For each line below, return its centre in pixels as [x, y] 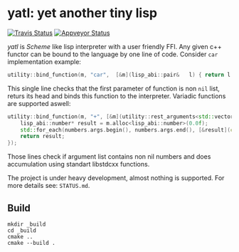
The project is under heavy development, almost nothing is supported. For [116, 178]
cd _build [22, 231]
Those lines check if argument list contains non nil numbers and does [109, 157]
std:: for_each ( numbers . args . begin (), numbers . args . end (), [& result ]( [126, 130]
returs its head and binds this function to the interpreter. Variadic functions [117, 96]
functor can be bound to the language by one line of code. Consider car [113, 54]
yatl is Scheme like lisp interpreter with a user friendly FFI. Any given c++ [115, 46]
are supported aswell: [39, 103]
